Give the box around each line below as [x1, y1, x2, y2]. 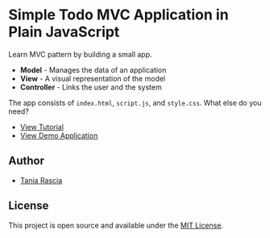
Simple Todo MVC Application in [8, 6, 229, 24]
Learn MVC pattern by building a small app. [8, 49, 152, 59]
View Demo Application [19, 131, 98, 140]
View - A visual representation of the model [19, 73, 166, 83]
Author [8, 154, 44, 168]
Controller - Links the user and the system [19, 82, 163, 92]
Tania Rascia [19, 175, 63, 185]
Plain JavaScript [8, 23, 120, 41]
